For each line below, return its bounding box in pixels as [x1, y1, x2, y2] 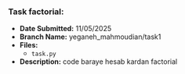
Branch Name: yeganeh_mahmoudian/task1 [19, 32, 161, 41]
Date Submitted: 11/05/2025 [19, 24, 112, 33]
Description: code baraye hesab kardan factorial [19, 57, 178, 66]
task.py [31, 50, 56, 58]
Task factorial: [8, 6, 64, 17]
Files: [19, 41, 38, 50]
